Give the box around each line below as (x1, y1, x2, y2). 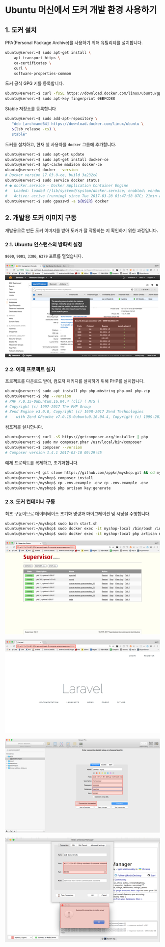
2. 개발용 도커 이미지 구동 (5, 213, 77, 222)
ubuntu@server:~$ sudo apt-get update (5, 152, 84, 157)
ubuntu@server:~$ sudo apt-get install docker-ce (5, 157, 109, 162)
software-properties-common (14, 71, 71, 76)
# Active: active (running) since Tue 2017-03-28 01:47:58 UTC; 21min (5, 193, 157, 198)
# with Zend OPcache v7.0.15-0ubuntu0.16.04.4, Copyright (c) (5, 415, 141, 419)
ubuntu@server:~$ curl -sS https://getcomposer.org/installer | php (5, 435, 148, 440)
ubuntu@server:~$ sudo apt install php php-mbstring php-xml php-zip (5, 388, 151, 393)
